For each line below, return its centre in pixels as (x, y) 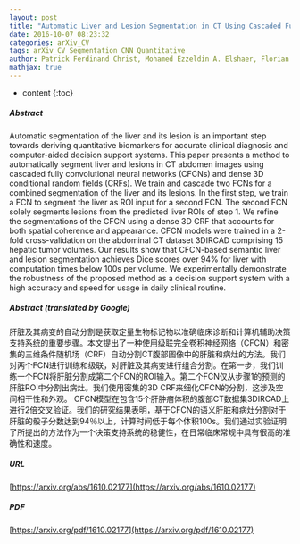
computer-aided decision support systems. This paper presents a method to (150, 155)
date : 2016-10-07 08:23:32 (59, 34)
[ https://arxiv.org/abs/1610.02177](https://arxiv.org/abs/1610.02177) (133, 487)
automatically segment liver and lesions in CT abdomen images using (137, 164)
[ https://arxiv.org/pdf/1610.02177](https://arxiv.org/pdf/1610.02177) (132, 530)
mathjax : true (36, 68)
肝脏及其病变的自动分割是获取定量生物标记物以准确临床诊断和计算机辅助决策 (150, 331)
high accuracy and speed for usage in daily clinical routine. (117, 288)
